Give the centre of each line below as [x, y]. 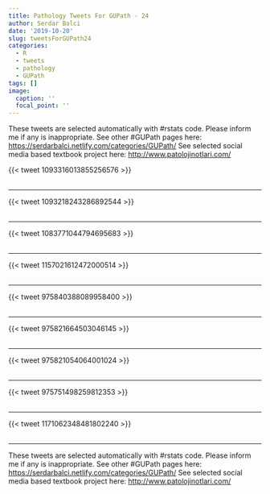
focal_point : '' [43, 106]
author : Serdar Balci [45, 23]
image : [19, 91]
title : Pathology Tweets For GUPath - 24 [79, 16]
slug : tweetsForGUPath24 [50, 38]
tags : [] [23, 83]
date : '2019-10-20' [41, 31]
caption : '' [36, 98]
